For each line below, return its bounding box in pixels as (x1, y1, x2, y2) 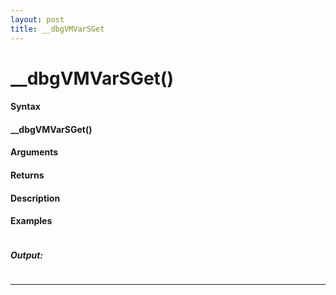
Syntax (10, 101, 41, 113)
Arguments (10, 146, 59, 158)
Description (10, 192, 61, 204)
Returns (10, 169, 45, 181)
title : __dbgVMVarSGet (10, 24, 105, 34)
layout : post (10, 14, 65, 25)
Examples (10, 215, 53, 227)
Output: (10, 249, 44, 261)
